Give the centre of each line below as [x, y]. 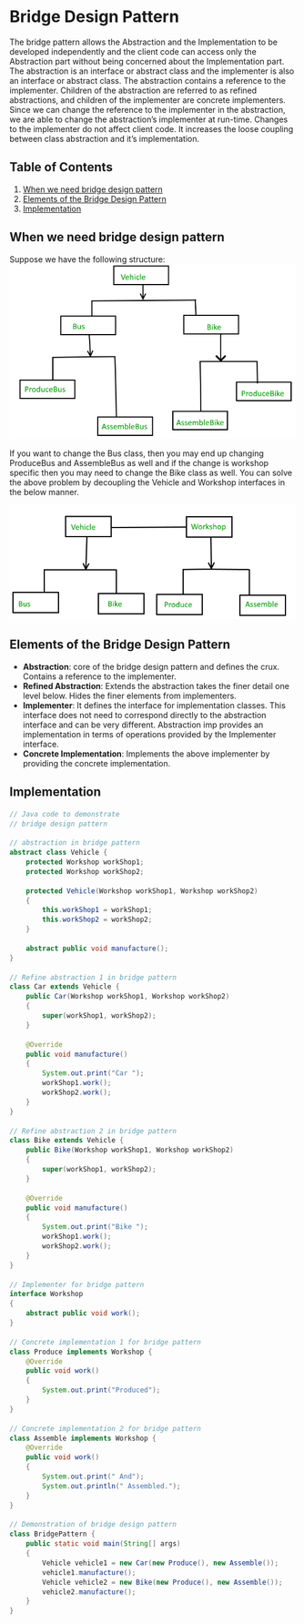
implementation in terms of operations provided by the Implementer [149, 734]
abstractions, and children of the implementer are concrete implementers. [148, 100]
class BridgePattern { [52, 1534]
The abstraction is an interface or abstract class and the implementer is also [152, 71]
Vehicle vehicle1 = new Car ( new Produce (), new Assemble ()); [161, 1563]
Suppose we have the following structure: [87, 259]
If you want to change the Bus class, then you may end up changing [137, 453]
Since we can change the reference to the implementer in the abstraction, [147, 109]
